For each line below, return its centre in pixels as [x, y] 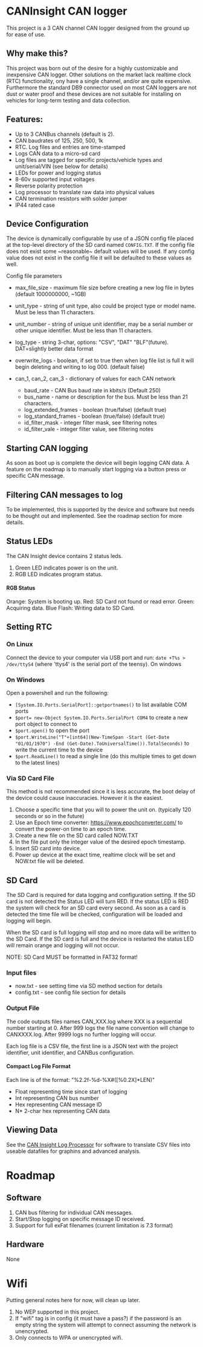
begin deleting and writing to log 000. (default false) [80, 367]
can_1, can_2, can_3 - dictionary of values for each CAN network [95, 379]
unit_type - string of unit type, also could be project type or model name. [105, 306]
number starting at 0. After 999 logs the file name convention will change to [100, 1028]
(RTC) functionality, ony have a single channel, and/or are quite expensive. [99, 81]
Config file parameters [34, 276]
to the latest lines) [37, 763]
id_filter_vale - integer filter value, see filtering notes [89, 429]
